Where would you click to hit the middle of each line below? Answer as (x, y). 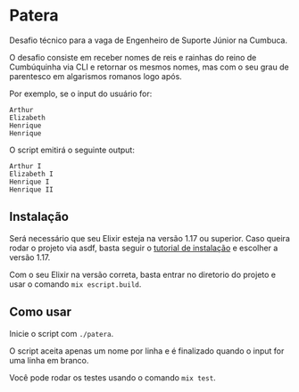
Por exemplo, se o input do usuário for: (81, 94)
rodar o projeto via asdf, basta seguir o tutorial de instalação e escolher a (144, 248)
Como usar (41, 312)
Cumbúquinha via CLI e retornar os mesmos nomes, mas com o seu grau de (149, 67)
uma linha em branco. (49, 360)
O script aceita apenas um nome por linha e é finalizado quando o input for (147, 351)
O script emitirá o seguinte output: (72, 150)
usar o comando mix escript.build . (75, 284)
